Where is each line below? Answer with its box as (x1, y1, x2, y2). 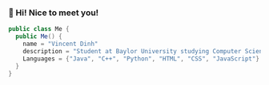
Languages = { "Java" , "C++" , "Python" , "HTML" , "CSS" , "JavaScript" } (22, 55, 260, 63)
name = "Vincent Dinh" (22, 40, 98, 48)
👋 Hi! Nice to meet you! (8, 7, 99, 18)
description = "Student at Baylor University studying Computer (22, 47, 242, 55)
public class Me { (8, 25, 70, 33)
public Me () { (15, 33, 62, 41)
